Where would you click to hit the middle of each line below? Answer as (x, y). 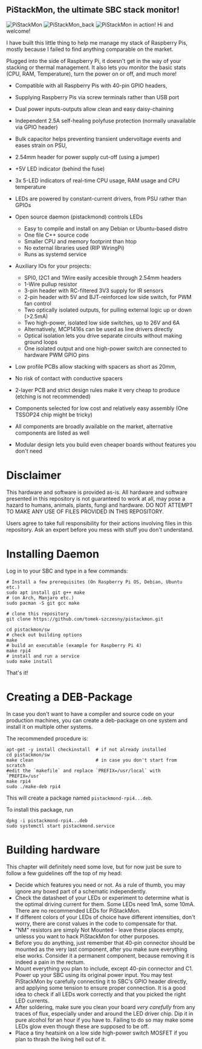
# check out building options (44, 635)
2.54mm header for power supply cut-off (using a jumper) (87, 157)
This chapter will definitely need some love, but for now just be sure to (94, 866)
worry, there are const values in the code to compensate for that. (96, 923)
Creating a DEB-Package (70, 697)
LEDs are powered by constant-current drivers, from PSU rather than (101, 199)
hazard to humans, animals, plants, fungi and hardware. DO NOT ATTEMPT (100, 505)
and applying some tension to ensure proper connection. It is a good (100, 988)
